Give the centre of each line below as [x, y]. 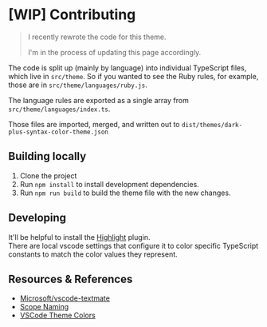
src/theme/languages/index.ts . [59, 109]
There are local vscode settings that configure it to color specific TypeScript [133, 245]
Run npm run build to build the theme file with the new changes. [125, 193]
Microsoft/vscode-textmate [65, 298]
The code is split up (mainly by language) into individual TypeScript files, [128, 68]
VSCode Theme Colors [57, 315]
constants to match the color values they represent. [93, 254]
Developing [37, 218]
